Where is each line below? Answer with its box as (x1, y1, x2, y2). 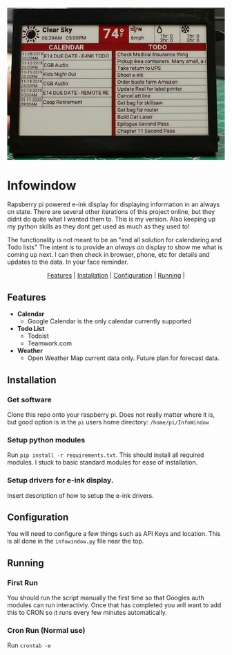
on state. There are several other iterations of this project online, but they (7, 208, 215, 216)
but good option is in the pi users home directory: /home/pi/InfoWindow (7, 418, 209, 426)
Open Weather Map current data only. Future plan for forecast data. (27, 354, 220, 362)
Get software (7, 395, 52, 404)
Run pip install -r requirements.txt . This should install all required (7, 451, 204, 459)
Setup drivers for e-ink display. (7, 476, 114, 485)
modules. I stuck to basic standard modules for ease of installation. (7, 458, 198, 467)
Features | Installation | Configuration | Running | (47, 271, 185, 280)
